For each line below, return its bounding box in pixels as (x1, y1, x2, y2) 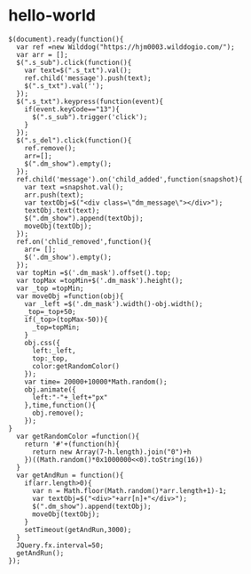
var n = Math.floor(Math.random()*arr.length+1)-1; (31, 486, 227, 495)
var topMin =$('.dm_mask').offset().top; (16, 268, 172, 277)
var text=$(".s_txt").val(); (24, 66, 132, 75)
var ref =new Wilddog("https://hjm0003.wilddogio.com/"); (16, 42, 236, 52)
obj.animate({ (24, 384, 76, 394)
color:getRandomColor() (31, 361, 121, 370)
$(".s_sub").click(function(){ (16, 58, 132, 67)
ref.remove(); (24, 143, 76, 152)
